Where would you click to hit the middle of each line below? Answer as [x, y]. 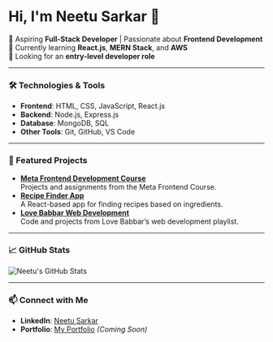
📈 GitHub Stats [39, 250]
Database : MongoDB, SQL [65, 123]
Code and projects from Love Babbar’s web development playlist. [130, 221]
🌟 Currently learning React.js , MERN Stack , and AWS [98, 47]
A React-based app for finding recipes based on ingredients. [121, 204]
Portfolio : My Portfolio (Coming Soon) [84, 329]
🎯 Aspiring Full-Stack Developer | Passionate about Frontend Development [136, 39]
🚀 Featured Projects [48, 160]
